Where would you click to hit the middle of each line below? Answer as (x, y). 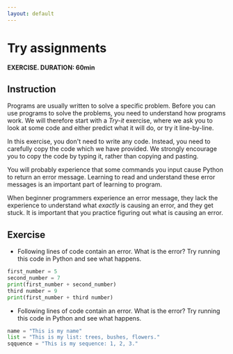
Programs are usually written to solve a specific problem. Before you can (111, 106)
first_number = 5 (32, 272)
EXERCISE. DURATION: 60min (51, 67)
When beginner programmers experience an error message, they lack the (113, 198)
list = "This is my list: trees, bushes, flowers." (83, 337)
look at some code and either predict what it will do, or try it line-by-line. (111, 128)
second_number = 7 (34, 278)
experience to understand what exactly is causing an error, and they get (110, 205)
